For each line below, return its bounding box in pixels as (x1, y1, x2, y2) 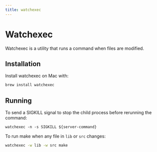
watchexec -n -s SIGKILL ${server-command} (5, 125, 97, 130)
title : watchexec (5, 7, 41, 12)
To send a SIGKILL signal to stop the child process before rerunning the (5, 110, 152, 116)
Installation (5, 59, 41, 68)
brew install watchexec (5, 83, 55, 88)
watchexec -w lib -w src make (5, 143, 68, 148)
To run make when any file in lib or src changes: (5, 133, 106, 140)
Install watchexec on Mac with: (5, 73, 69, 79)
